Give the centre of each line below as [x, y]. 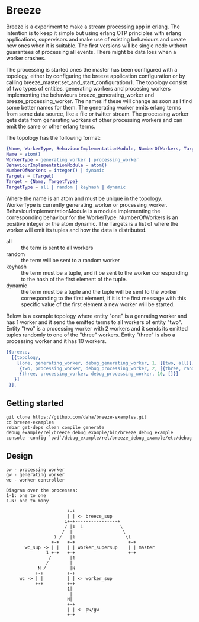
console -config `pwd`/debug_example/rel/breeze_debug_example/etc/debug [99, 438]
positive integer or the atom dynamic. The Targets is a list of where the [92, 223]
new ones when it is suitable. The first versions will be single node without [97, 46]
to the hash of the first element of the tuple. [74, 279]
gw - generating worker [36, 474]
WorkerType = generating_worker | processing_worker [73, 160]
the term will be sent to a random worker [70, 260]
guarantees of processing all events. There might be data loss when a [91, 52]
